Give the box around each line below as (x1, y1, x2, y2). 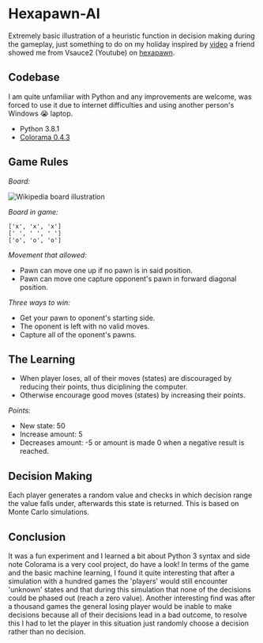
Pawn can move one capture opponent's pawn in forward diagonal (19, 274, 237, 283)
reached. (19, 447, 50, 456)
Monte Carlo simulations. (8, 508, 89, 517)
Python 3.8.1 (19, 124, 60, 133)
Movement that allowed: (8, 250, 87, 260)
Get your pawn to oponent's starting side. (19, 313, 156, 322)
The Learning (8, 352, 76, 366)
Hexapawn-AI (8, 5, 100, 23)
